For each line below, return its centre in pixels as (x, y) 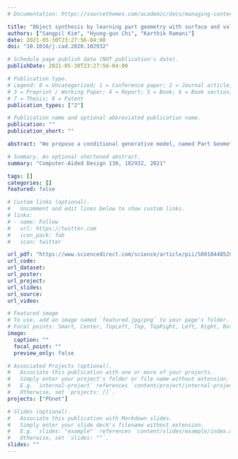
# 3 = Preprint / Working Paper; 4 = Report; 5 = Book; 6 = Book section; (120, 92)
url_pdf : (20, 255)
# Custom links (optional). (49, 202)
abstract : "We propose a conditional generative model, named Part (109, 144)
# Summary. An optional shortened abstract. (74, 157)
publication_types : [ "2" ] (45, 105)
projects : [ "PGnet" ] (38, 399)
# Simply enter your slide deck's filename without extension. (106, 425)
